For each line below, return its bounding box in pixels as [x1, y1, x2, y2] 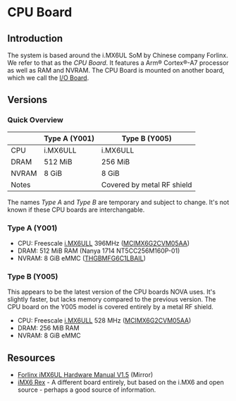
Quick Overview [7, 115, 63, 125]
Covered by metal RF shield [101, 179, 192, 189]
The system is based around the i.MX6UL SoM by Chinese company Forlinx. [7, 51, 228, 59]
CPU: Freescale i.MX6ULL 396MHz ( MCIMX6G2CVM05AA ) [17, 239, 190, 247]
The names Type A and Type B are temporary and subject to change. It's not [7, 198, 230, 206]
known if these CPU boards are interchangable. [7, 205, 145, 214]
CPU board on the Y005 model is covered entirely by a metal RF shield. [7, 303, 213, 311]
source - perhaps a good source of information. [17, 385, 156, 394]
